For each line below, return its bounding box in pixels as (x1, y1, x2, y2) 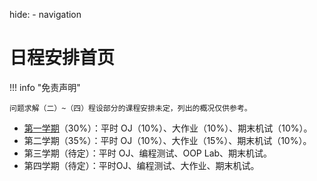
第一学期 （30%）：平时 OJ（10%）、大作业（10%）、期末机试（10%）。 (23, 122, 313, 134)
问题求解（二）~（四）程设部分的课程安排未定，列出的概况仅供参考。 (9, 103, 252, 113)
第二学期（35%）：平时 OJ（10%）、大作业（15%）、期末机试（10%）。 (23, 134, 312, 146)
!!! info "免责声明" (9, 81, 81, 93)
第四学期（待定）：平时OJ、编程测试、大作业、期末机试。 (23, 159, 260, 171)
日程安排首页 (9, 47, 116, 69)
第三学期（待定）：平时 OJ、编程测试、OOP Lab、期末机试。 (23, 147, 273, 159)
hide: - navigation (9, 9, 82, 20)
